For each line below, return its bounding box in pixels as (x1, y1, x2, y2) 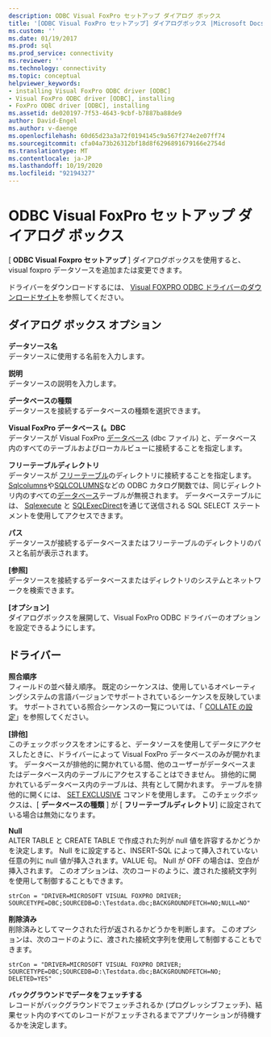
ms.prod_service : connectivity (8, 49, 114, 57)
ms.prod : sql (8, 42, 52, 50)
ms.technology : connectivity (8, 65, 106, 73)
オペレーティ (214, 681, 256, 691)
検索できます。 (29, 585, 79, 595)
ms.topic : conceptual (8, 72, 81, 80)
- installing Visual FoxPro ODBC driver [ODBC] (8, 86, 172, 95)
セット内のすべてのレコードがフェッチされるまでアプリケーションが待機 (15, 1010, 256, 1019)
